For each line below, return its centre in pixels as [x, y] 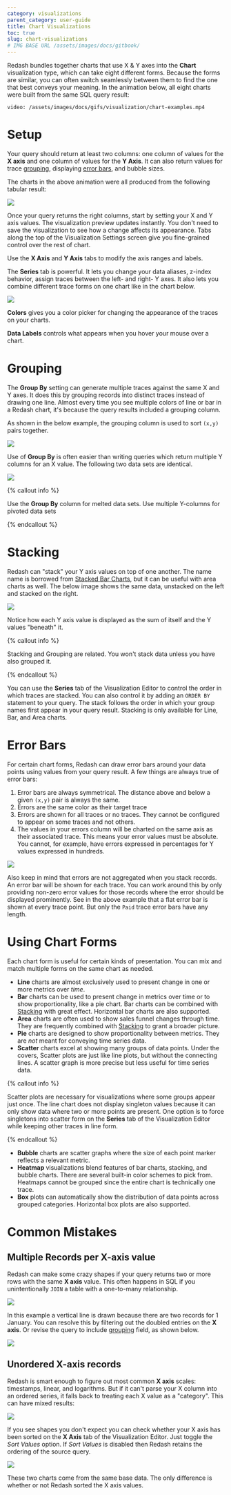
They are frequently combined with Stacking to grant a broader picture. [118, 1025]
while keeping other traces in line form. [63, 1126]
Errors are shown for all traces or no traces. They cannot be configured [118, 814]
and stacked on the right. [43, 593]
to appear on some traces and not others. [76, 822]
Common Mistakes [62, 1232]
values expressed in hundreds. [61, 851]
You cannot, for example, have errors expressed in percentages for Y [115, 844]
